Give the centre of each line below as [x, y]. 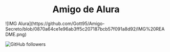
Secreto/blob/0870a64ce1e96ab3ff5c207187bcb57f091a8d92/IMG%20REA [85, 29]
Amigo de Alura [86, 9]
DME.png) [16, 34]
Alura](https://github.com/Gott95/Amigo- [61, 23]
